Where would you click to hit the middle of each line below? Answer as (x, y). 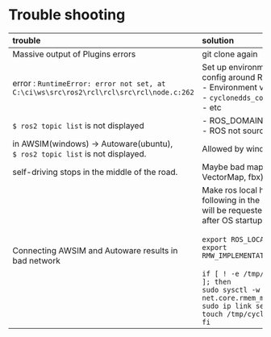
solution (218, 40)
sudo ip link (227, 306)
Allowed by (223, 148)
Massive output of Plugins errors (74, 54)
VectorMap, (224, 177)
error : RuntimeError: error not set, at (89, 83)
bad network (36, 260)
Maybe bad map (233, 167)
